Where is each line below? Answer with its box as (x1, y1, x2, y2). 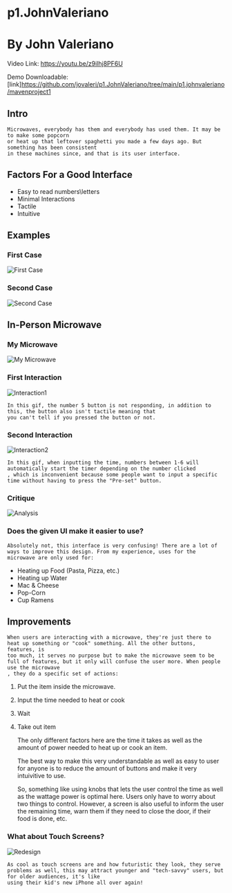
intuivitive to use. (17, 772, 66, 780)
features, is (7, 646, 45, 653)
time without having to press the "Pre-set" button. (7, 478, 162, 485)
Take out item (17, 723, 57, 731)
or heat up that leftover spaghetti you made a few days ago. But (7, 138, 202, 145)
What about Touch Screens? (7, 832, 105, 842)
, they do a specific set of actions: (7, 670, 119, 678)
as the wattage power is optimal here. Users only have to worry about (17, 793, 216, 801)
